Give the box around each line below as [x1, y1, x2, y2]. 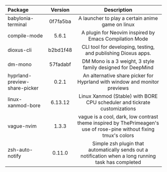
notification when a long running [80, 153, 156, 159]
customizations [100, 105, 136, 112]
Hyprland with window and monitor [77, 78, 159, 85]
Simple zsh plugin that [92, 140, 144, 147]
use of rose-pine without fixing [82, 126, 155, 133]
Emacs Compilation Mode [88, 35, 148, 42]
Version [50, 6, 70, 13]
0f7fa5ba [49, 18, 72, 24]
